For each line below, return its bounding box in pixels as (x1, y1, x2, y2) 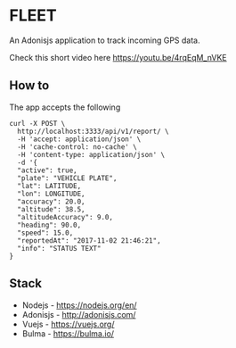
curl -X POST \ (9, 119, 66, 128)
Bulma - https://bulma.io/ (21, 327, 114, 339)
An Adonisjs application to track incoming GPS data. (9, 35, 200, 46)
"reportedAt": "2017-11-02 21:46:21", (17, 236, 162, 245)
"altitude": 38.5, (17, 204, 86, 214)
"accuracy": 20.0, (17, 197, 86, 206)
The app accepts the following (9, 102, 121, 112)
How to (9, 78, 50, 94)
